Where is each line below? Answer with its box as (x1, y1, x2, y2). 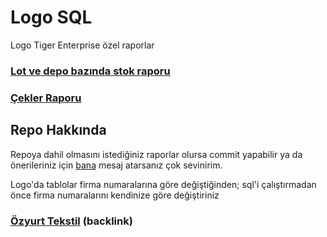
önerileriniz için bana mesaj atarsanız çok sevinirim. (10, 159, 223, 171)
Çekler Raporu (10, 91, 82, 105)
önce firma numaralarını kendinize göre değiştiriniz (10, 189, 220, 201)
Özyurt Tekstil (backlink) (10, 214, 133, 228)
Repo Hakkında (10, 122, 107, 139)
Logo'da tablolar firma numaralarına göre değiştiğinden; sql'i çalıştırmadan (10, 178, 317, 190)
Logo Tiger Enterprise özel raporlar (10, 39, 155, 51)
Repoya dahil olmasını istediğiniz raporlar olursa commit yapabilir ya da (10, 148, 303, 160)
